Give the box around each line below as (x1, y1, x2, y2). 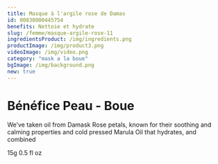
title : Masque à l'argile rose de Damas (7, 10, 126, 17)
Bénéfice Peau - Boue (7, 98, 135, 113)
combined (7, 136, 36, 144)
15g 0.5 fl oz (7, 149, 42, 157)
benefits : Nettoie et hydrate (7, 23, 95, 30)
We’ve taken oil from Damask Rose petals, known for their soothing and (7, 120, 212, 129)
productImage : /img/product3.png (7, 42, 104, 49)
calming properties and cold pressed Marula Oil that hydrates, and (7, 128, 196, 136)
